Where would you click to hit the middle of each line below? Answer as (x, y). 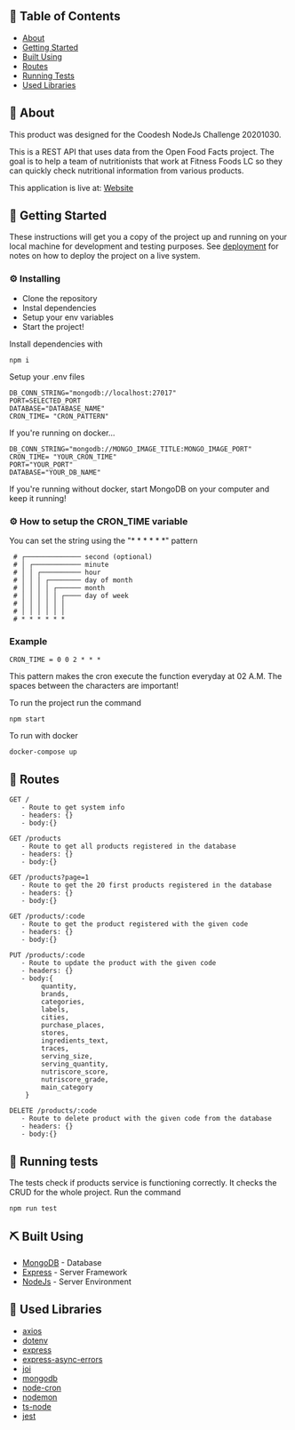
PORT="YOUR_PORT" (41, 464)
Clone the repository (60, 298)
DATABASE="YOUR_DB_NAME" (55, 472)
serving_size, (67, 1057)
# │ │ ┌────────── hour (57, 573)
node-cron (42, 1387)
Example (28, 641)
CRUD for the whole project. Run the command (95, 1192)
